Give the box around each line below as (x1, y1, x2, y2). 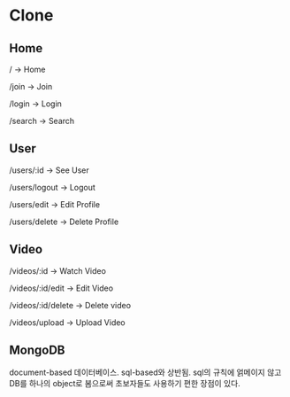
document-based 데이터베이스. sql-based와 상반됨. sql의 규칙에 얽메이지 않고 (9, 367, 282, 378)
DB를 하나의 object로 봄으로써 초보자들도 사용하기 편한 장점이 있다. (9, 378, 240, 389)
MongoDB (9, 343, 65, 358)
